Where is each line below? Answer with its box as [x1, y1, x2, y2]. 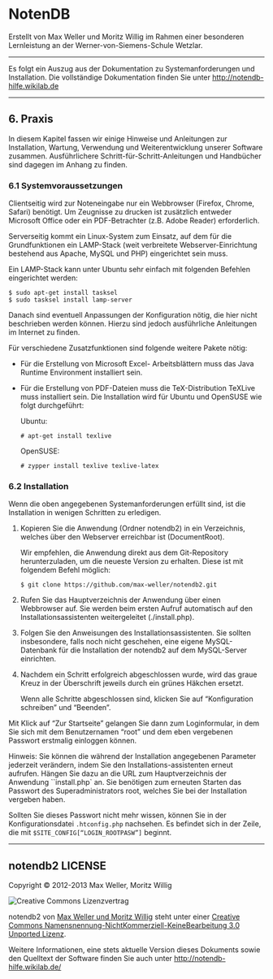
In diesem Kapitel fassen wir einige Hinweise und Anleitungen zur [8, 133, 227, 143]
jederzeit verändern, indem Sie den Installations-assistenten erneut [8, 760, 233, 770]
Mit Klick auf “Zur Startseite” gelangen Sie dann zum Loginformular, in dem [8, 718, 260, 728]
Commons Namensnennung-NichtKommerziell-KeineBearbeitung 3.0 [8, 921, 240, 930]
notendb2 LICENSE [8, 859, 107, 873]
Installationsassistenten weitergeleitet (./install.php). [19, 613, 195, 622]
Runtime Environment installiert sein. [19, 367, 143, 378]
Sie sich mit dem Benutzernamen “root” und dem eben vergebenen [8, 727, 233, 737]
